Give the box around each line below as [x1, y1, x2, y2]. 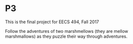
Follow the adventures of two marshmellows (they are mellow [5, 28, 128, 34]
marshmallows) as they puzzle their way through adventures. [5, 33, 128, 39]
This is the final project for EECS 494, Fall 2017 [5, 19, 99, 25]
